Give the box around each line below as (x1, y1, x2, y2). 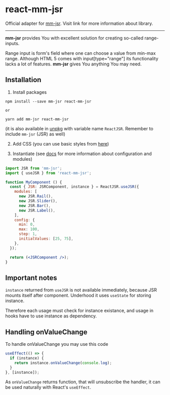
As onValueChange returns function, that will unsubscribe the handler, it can (5, 379, 160, 385)
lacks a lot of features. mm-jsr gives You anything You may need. (5, 61, 142, 67)
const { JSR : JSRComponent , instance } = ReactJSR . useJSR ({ (10, 184, 139, 190)
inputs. (5, 40, 20, 46)
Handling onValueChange (5, 328, 88, 336)
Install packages (12, 89, 47, 95)
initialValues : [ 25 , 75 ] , (18, 236, 73, 241)
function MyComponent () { (5, 179, 62, 185)
